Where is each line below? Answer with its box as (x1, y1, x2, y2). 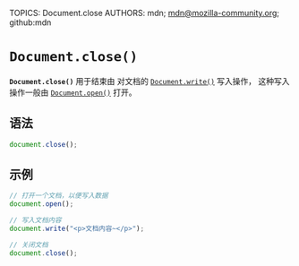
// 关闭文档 (9, 240, 49, 249)
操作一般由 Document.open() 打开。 (9, 87, 137, 98)
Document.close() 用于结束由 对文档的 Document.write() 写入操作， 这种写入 (9, 75, 290, 86)
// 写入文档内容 (9, 216, 62, 225)
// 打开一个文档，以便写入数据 (9, 192, 109, 201)
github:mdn (9, 17, 52, 28)
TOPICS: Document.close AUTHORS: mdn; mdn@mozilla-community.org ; (9, 8, 280, 18)
